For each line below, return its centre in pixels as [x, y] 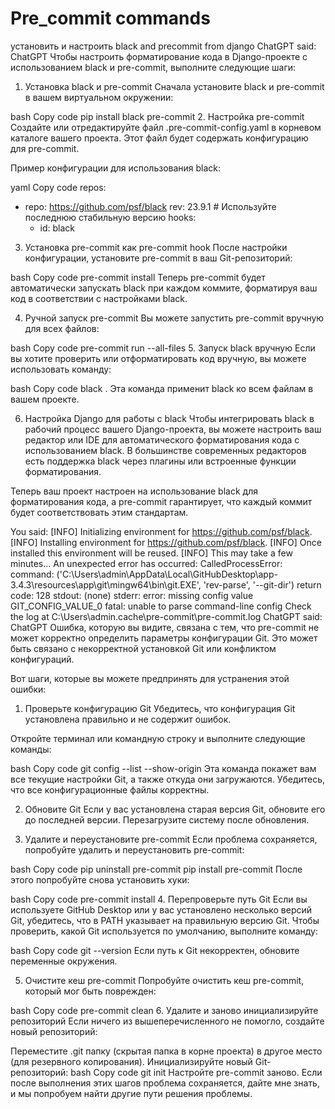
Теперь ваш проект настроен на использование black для [134, 491]
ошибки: [28, 689]
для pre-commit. [45, 148]
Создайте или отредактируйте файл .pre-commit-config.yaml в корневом [166, 127]
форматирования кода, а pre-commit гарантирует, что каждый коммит [161, 501]
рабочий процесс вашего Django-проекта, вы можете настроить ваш [173, 429]
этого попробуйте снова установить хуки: [100, 879]
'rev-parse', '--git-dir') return [262, 584]
